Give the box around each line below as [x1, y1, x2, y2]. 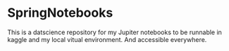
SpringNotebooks [7, 5, 113, 21]
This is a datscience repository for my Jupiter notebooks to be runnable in [7, 28, 222, 36]
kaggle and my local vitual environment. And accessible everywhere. [7, 35, 207, 43]
